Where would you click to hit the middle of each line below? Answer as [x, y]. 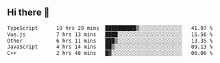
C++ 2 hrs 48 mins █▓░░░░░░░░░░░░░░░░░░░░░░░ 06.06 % [110, 54]
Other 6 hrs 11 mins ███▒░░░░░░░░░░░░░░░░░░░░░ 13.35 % [110, 41]
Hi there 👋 [28, 13]
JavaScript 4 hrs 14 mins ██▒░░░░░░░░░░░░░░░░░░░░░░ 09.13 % [110, 47]
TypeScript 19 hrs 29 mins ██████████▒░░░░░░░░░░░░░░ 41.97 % [110, 28]
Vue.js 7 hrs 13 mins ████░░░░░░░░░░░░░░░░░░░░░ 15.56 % [110, 35]
